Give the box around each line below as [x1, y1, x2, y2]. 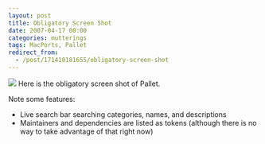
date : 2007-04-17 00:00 [8, 26, 88, 34]
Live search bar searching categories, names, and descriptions [19, 109, 227, 119]
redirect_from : [8, 49, 59, 56]
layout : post [8, 11, 52, 20]
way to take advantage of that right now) [19, 126, 154, 136]
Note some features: [8, 94, 76, 103]
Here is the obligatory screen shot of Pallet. [18, 79, 161, 88]
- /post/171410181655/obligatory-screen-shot [15, 56, 170, 64]
